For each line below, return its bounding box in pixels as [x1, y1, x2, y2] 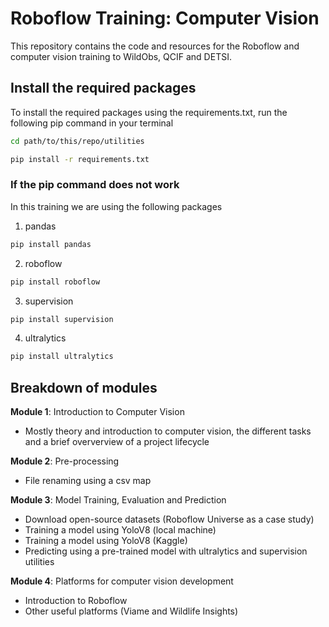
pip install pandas [10, 239, 92, 249]
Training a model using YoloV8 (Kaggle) [24, 535, 188, 547]
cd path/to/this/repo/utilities [10, 136, 145, 146]
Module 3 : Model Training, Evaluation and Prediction [10, 494, 227, 506]
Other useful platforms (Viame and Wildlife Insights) [24, 605, 239, 617]
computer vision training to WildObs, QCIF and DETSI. [10, 50, 232, 62]
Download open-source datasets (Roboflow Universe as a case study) [24, 513, 315, 526]
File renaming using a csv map [24, 475, 152, 487]
